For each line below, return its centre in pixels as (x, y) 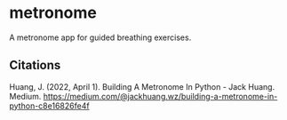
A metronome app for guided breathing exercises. (100, 37)
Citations (35, 65)
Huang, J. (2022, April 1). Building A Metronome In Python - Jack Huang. (142, 86)
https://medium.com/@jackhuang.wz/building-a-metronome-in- (160, 96)
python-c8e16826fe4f (50, 106)
